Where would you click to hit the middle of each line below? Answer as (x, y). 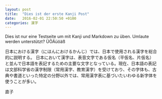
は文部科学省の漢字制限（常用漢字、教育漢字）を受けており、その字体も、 (79, 70)
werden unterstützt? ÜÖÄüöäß (35, 42)
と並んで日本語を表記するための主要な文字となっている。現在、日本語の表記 (81, 63)
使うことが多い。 (22, 82)
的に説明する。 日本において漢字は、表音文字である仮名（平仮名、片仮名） (80, 58)
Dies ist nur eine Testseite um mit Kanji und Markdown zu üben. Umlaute (77, 37)
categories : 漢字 (22, 23)
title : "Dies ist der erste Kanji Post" (47, 14)
